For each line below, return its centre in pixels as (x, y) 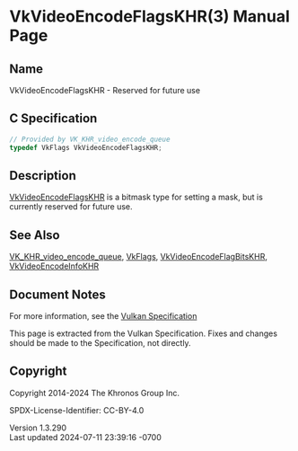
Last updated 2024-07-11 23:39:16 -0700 (85, 437)
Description (43, 176)
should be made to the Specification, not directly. (100, 343)
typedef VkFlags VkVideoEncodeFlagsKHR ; (86, 147)
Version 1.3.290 (38, 428)
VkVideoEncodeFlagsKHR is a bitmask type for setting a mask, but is (136, 197)
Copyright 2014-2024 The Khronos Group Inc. (94, 393)
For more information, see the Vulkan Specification (103, 316)
